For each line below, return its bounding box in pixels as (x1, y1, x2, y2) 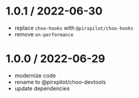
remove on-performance (14, 30, 74, 38)
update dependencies (14, 85, 70, 92)
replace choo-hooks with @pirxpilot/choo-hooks (14, 24, 134, 31)
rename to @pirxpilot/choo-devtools (14, 78, 106, 85)
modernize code (14, 71, 56, 79)
